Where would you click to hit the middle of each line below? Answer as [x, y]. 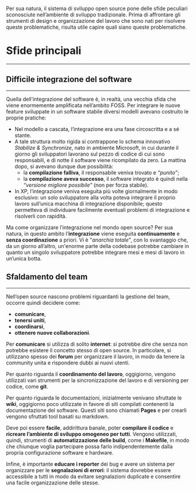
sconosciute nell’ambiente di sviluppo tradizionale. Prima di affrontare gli [93, 15]
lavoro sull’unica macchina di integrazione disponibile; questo [88, 204]
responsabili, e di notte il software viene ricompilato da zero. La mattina [100, 160]
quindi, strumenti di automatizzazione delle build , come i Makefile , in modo [98, 440]
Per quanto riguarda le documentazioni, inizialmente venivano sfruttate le [94, 398]
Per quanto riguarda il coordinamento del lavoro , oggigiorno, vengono [91, 374]
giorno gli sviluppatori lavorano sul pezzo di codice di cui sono [90, 154]
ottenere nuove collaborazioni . [52, 332]
